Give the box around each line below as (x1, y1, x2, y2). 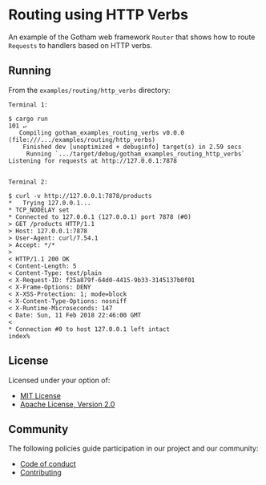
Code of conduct (19, 459, 76, 469)
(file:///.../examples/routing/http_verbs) (8, 135, 156, 143)
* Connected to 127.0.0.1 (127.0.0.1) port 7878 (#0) (8, 212, 192, 221)
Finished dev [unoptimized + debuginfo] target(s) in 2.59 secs (22, 143, 242, 151)
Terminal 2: (8, 178, 48, 186)
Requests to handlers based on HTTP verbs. (8, 40, 152, 50)
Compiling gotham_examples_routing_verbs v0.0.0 (18, 128, 184, 137)
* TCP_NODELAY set (8, 206, 70, 214)
